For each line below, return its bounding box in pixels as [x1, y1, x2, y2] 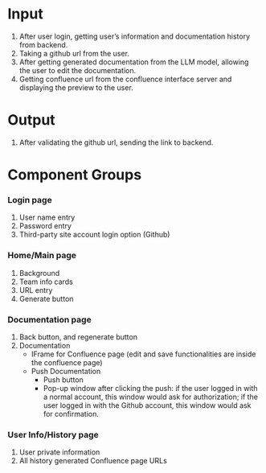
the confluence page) [31, 357, 103, 367]
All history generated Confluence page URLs [18, 456, 168, 466]
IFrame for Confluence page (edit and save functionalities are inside [31, 349, 256, 359]
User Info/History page [7, 429, 100, 440]
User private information [18, 447, 100, 457]
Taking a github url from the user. [18, 48, 130, 58]
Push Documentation [31, 366, 101, 376]
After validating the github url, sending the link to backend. [18, 138, 214, 147]
